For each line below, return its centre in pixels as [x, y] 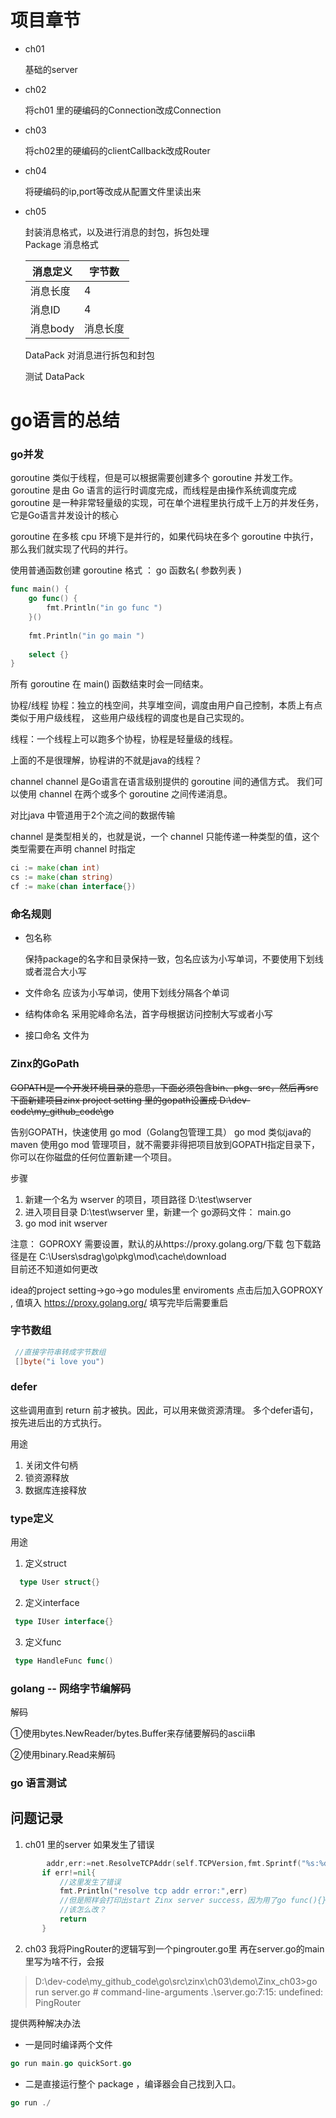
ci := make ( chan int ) [55, 868]
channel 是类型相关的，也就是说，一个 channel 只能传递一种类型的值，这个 [165, 837]
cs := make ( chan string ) [62, 877]
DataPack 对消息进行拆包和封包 [89, 355]
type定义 [32, 1518]
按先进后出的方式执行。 [58, 1422]
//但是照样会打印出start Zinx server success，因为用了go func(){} [193, 1901]
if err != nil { [69, 1872]
